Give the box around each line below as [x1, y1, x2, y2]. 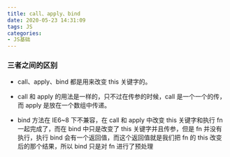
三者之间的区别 [7, 61, 58, 70]
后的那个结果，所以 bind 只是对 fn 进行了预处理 [17, 142, 154, 151]
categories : [7, 29, 42, 37]
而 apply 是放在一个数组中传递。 [17, 101, 111, 110]
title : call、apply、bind [7, 10, 80, 17]
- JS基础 [7, 36, 31, 43]
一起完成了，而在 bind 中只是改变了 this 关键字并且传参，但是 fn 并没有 [17, 125, 222, 133]
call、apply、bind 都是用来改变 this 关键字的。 [17, 77, 152, 86]
